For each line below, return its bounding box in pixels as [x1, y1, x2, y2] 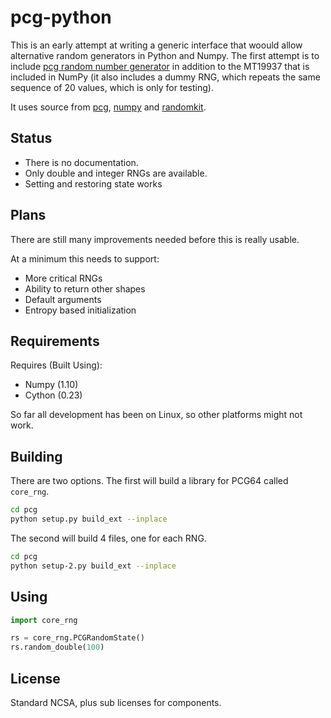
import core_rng [10, 615, 78, 625]
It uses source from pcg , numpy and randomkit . [10, 101, 207, 113]
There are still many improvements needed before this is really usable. [10, 233, 300, 245]
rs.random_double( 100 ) [10, 642, 105, 653]
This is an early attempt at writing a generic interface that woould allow [10, 39, 303, 51]
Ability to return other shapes [24, 282, 146, 295]
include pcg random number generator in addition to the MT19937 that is [10, 60, 310, 72]
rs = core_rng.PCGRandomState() [10, 633, 145, 643]
